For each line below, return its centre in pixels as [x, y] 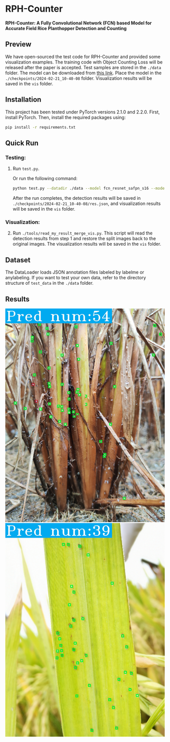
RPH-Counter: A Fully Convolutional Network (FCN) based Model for [78, 23]
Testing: [16, 157]
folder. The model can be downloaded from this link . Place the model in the [83, 73]
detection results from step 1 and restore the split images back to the [84, 239]
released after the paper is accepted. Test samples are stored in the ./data [83, 67]
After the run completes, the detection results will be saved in [76, 198]
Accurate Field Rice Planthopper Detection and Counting [66, 28]
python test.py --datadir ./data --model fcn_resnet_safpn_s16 [81, 189]
